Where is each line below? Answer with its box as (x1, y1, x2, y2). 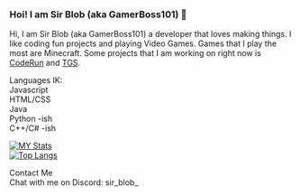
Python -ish (9, 113, 52, 125)
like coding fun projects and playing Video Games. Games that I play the (9, 38, 277, 49)
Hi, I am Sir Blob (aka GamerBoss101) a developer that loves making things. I (9, 29, 292, 40)
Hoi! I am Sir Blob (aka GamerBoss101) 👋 (9, 8, 187, 21)
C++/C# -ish (9, 123, 57, 134)
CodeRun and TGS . (9, 58, 81, 69)
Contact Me (9, 167, 53, 179)
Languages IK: (9, 75, 63, 86)
